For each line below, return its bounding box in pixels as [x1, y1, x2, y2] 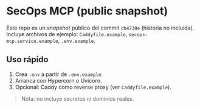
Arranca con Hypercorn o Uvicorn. [15, 77, 102, 84]
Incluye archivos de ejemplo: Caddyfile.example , [6, 30, 128, 37]
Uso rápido [6, 54, 49, 65]
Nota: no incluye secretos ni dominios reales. [21, 95, 134, 102]
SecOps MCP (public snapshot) [6, 4, 168, 18]
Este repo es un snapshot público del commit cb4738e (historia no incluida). [6, 24, 195, 31]
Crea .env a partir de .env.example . [15, 71, 103, 78]
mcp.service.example [6, 38, 59, 44]
